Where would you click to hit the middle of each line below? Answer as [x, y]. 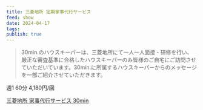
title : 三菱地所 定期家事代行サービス [49, 12]
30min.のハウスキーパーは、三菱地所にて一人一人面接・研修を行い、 [107, 53]
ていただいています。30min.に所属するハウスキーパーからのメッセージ [109, 68]
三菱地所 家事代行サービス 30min [48, 101]
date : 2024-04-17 [28, 23]
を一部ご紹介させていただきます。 [63, 75]
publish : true [24, 34]
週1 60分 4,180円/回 [30, 88]
